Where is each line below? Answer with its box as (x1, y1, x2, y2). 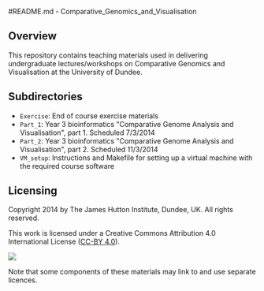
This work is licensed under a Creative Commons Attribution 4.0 (8, 229, 217, 238)
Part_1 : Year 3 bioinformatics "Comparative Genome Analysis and (19, 119, 234, 129)
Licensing (8, 185, 58, 198)
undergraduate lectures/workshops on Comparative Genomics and (8, 58, 225, 68)
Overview (8, 29, 58, 43)
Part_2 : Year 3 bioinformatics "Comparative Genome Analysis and (19, 136, 234, 145)
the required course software (19, 161, 115, 170)
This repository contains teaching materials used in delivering (8, 50, 209, 60)
